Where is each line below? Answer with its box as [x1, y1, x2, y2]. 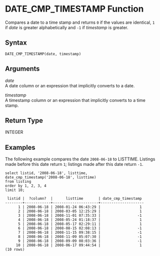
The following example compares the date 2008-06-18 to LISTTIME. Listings [5, 156, 156, 162]
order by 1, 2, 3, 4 [5, 183, 47, 189]
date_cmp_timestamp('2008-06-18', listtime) [5, 175, 96, 180]
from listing [5, 179, 32, 184]
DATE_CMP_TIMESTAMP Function [5, 3, 144, 15]
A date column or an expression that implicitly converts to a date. [5, 82, 135, 88]
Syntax [5, 39, 27, 47]
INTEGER [5, 129, 23, 135]
